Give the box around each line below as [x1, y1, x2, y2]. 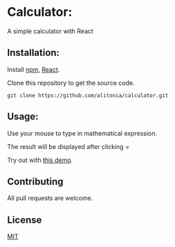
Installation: [7, 47, 60, 59]
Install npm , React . [7, 65, 60, 73]
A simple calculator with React [7, 27, 93, 35]
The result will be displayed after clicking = [7, 142, 130, 150]
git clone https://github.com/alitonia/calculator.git [7, 92, 169, 99]
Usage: [7, 111, 39, 123]
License [7, 214, 42, 226]
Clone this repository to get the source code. [7, 79, 135, 87]
